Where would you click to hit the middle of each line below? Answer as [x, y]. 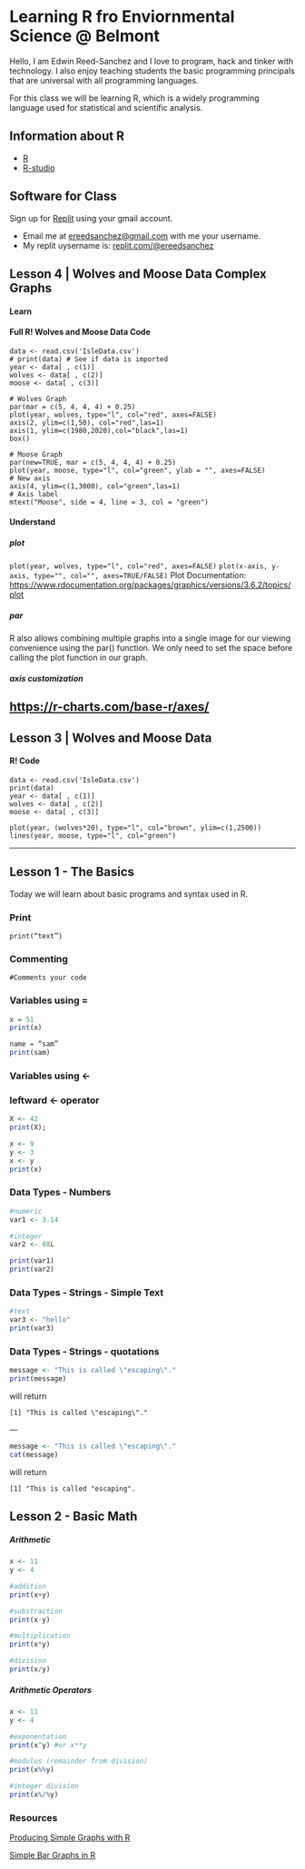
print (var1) [32, 1261]
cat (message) [34, 1454]
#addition [28, 1586]
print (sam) [30, 1053]
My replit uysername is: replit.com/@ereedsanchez [118, 245]
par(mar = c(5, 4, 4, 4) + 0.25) [73, 407]
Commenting [39, 959]
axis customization [46, 678]
